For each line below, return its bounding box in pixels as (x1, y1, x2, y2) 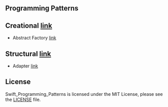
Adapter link (12, 63, 39, 69)
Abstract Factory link (12, 35, 57, 41)
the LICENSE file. (5, 96, 41, 102)
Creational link (5, 21, 52, 30)
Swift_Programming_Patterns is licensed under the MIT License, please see (5, 91, 163, 97)
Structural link (5, 49, 51, 58)
